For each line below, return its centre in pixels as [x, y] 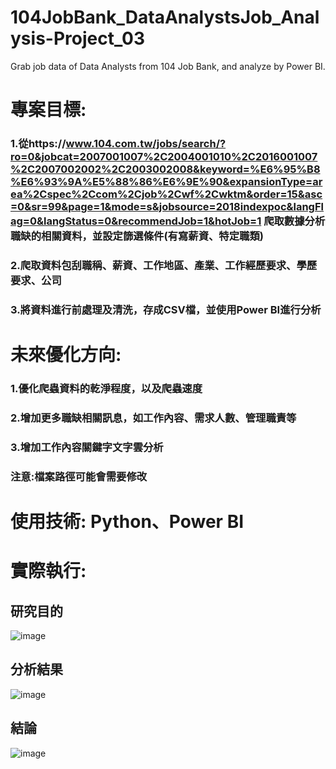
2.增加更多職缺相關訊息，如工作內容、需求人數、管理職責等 [153, 418]
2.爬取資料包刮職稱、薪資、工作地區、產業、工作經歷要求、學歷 [164, 265]
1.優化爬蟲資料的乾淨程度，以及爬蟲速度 [106, 388]
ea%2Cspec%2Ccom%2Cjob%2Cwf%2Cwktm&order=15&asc [166, 194]
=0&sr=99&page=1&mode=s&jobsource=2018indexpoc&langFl [167, 207]
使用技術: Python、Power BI [127, 521]
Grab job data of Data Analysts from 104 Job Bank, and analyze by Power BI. [168, 66]
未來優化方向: [66, 355]
